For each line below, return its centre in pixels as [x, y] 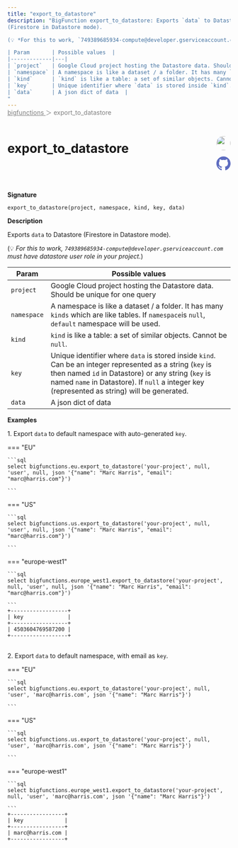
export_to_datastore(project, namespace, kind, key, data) [96, 208]
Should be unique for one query [103, 294]
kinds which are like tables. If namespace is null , [128, 315]
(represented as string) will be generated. [120, 391]
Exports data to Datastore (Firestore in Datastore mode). [89, 235]
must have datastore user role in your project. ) [75, 256]
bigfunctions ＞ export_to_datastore [59, 113]
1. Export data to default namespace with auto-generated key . [97, 434]
